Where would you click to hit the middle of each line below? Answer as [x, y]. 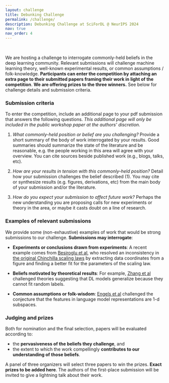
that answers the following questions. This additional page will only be [78, 119]
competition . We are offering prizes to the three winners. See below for [81, 84]
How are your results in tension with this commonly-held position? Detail [88, 171]
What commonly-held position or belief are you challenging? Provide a [86, 135]
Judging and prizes [30, 318]
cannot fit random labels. [38, 284]
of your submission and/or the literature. [54, 187]
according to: [19, 334]
